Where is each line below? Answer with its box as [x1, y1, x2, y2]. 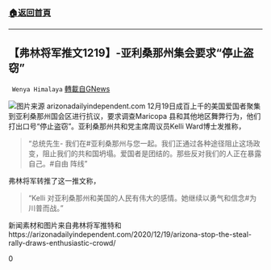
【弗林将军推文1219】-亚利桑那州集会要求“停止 [8, 46, 244, 60]
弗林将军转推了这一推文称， [8, 176, 101, 186]
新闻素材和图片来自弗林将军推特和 [8, 221, 122, 230]
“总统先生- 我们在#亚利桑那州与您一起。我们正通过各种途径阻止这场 [27, 139, 254, 149]
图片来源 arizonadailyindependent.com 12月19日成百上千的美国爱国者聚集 [16, 101, 261, 111]
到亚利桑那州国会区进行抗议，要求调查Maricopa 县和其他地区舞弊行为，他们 [8, 112, 261, 121]
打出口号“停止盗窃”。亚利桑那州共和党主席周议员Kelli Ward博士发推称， [8, 121, 246, 131]
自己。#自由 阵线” [27, 159, 88, 169]
